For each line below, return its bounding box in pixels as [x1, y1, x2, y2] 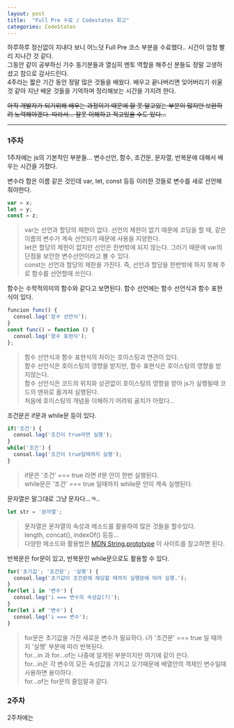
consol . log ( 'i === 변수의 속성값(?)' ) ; [13, 594, 120, 601]
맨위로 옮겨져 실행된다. [37, 388, 100, 396]
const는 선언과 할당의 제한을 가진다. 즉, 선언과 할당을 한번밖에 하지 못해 [24, 261, 219, 269]
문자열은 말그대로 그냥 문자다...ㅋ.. [7, 494, 100, 503]
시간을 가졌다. [19, 162, 58, 170]
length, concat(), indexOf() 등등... [24, 531, 120, 539]
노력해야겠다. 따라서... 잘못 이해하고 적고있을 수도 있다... [14, 110, 166, 119]
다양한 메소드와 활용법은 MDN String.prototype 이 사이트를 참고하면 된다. [24, 539, 225, 547]
